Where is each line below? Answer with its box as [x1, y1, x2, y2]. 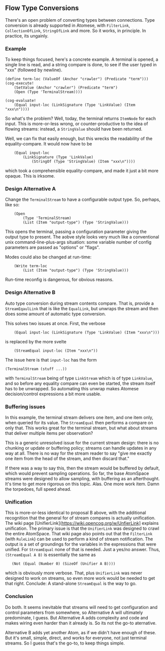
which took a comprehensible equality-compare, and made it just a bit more [5, 168, 159, 174]
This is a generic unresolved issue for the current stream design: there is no [5, 440, 159, 446]
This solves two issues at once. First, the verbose [5, 320, 106, 326]
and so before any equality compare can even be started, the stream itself [5, 380, 156, 386]
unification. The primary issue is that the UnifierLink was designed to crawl [5, 525, 159, 531]
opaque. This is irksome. [5, 173, 55, 179]
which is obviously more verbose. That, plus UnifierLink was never [5, 570, 142, 576]
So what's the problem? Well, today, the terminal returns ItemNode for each [5, 116, 156, 122]
